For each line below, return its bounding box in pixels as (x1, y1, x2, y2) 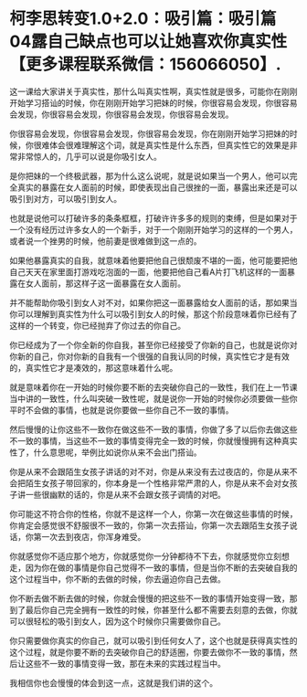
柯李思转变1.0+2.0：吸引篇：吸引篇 (9, 8, 277, 29)
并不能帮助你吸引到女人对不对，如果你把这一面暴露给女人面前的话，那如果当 (9, 297, 298, 308)
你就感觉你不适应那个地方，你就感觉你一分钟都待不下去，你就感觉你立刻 (9, 550, 281, 562)
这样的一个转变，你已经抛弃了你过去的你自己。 (9, 320, 185, 331)
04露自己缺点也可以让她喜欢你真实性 (9, 31, 288, 52)
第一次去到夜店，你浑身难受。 (33, 531, 146, 542)
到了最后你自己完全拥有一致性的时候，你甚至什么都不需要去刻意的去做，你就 (9, 604, 298, 615)
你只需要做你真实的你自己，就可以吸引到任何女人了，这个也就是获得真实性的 (9, 635, 298, 646)
